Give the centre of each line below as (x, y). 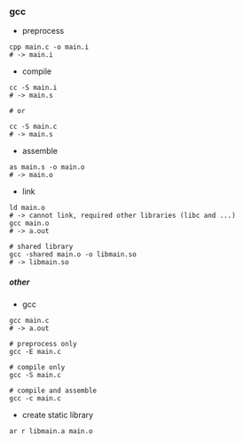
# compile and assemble (53, 391)
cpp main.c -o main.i (49, 47)
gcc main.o (29, 223)
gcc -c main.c (35, 399)
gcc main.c (29, 321)
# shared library (41, 247)
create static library (58, 415)
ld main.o (28, 208)
